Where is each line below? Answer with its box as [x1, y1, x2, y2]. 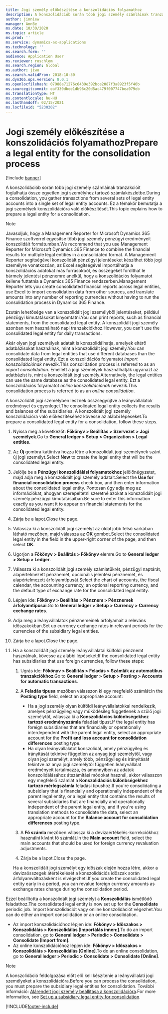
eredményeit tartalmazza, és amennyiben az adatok [27, 767, 134, 773]
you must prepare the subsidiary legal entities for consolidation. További [5, 983, 154, 989]
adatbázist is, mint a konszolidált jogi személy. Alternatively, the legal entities [5, 372, 163, 378]
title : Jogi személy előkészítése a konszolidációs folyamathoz [5, 7, 142, 12]
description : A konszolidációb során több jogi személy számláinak [5, 12, 149, 17]
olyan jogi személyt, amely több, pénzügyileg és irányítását [27, 756, 150, 762]
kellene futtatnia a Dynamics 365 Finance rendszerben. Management [5, 278, 147, 284]
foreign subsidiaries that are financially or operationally [27, 724, 141, 730]
